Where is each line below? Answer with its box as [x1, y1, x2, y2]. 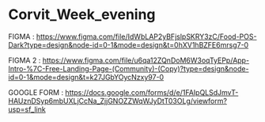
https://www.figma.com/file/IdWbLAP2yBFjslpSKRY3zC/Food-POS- [36, 32, 257, 41]
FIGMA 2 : [8, 55, 41, 65]
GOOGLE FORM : [8, 87, 64, 97]
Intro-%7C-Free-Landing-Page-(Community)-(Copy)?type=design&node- [8, 63, 249, 73]
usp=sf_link [8, 105, 46, 114]
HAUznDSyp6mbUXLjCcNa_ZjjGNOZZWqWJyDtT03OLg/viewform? [8, 96, 228, 105]
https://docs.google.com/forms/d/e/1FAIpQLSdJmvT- [65, 87, 239, 97]
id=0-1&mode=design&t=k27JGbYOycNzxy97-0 [8, 72, 165, 82]
